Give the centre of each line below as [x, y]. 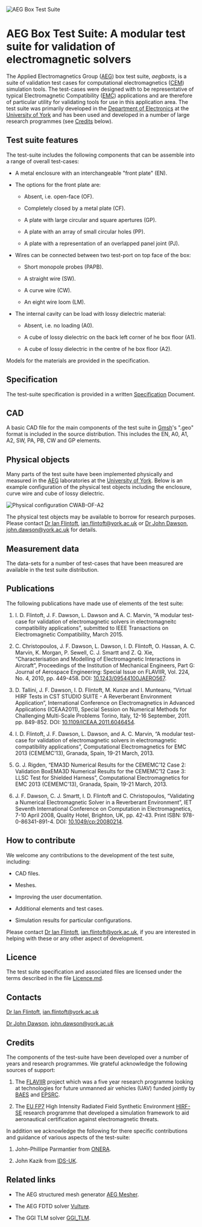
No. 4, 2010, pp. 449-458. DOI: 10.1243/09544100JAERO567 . [91, 678]
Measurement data [43, 548]
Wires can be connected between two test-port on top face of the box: [103, 255]
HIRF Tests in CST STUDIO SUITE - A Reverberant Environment [93, 696]
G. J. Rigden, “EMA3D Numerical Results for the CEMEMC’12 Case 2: [100, 765]
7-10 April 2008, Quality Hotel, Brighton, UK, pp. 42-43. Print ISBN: [98, 815]
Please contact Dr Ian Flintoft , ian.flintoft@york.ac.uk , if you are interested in [101, 932]
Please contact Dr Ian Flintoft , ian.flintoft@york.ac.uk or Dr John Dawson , [97, 523]
